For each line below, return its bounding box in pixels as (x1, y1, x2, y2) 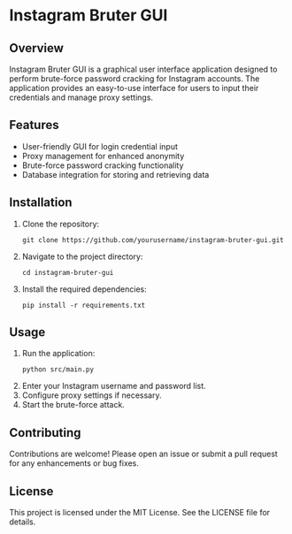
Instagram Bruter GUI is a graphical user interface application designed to (9, 64, 278, 74)
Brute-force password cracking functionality (21, 160, 184, 171)
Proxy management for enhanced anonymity (21, 150, 185, 161)
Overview (9, 41, 65, 56)
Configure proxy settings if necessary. (21, 390, 162, 400)
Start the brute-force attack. (21, 400, 126, 410)
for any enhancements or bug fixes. (9, 458, 140, 469)
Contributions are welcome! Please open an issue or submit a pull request (9, 448, 279, 460)
